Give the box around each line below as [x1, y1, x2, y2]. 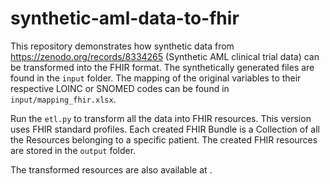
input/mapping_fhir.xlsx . [10, 93, 117, 105]
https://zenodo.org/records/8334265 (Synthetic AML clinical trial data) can [10, 50, 320, 62]
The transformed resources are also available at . [10, 163, 213, 176]
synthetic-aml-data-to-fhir [10, 7, 240, 30]
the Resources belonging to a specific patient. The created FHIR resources [10, 133, 318, 146]
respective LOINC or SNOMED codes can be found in [10, 82, 230, 94]
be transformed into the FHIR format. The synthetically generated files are [10, 61, 315, 73]
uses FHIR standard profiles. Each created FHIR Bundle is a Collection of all [10, 123, 320, 135]
